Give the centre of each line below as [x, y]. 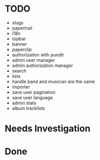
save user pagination [34, 92]
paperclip [22, 49]
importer [21, 87]
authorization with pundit [38, 55]
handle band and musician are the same [53, 82]
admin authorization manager [42, 65]
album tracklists [28, 108]
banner [19, 44]
